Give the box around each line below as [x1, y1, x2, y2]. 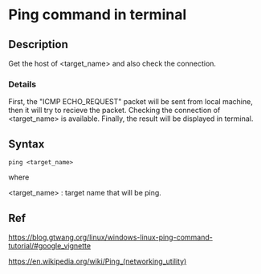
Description [8, 38, 68, 51]
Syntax [8, 137, 45, 151]
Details [8, 79, 37, 90]
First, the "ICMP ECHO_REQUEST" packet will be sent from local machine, [8, 97, 253, 107]
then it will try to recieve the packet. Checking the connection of [8, 106, 221, 115]
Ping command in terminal [8, 6, 187, 24]
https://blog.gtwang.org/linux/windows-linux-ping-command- [8, 232, 213, 242]
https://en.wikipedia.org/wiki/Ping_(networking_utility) [8, 256, 187, 266]
